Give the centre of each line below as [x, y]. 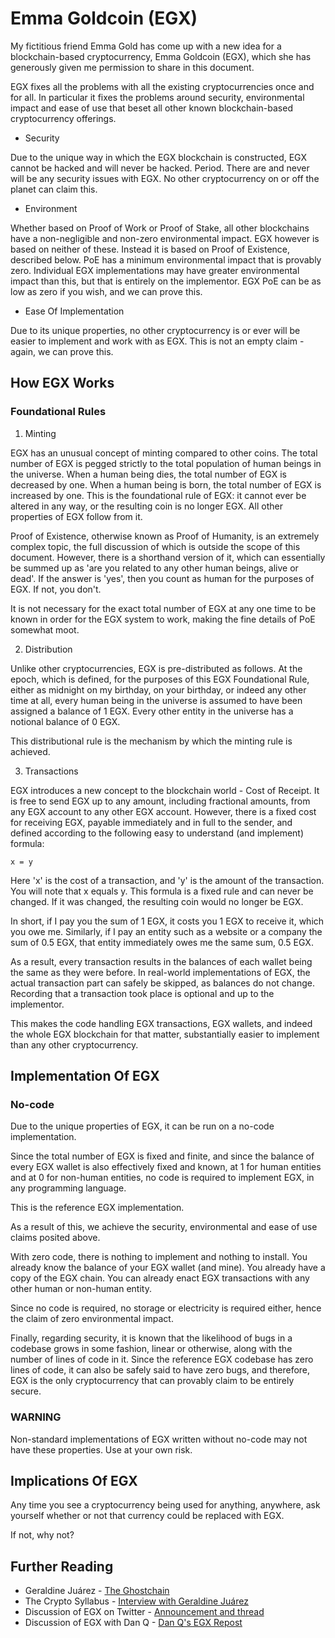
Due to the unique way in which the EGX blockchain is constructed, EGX [159, 157]
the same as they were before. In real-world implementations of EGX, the [160, 972]
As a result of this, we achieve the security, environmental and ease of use [164, 1227]
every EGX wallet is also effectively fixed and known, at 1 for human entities [166, 1167]
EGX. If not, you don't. [56, 589]
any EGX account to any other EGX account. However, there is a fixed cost [163, 811]
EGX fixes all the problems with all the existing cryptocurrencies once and [162, 86]
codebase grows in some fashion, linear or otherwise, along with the [151, 1349]
